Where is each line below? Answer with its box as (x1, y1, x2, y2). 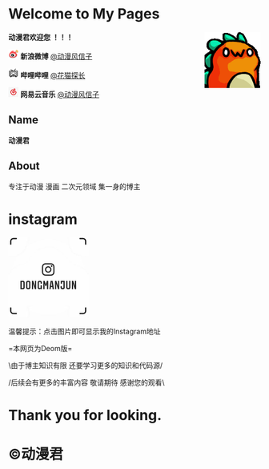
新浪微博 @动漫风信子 (19, 51, 93, 61)
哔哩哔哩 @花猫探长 (19, 70, 86, 80)
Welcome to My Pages (8, 5, 160, 23)
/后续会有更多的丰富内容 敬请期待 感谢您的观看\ (8, 378, 165, 387)
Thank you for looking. (8, 406, 163, 424)
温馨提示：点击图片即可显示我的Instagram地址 (8, 326, 161, 336)
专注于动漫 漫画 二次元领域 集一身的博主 (8, 181, 141, 191)
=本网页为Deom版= (8, 343, 73, 353)
